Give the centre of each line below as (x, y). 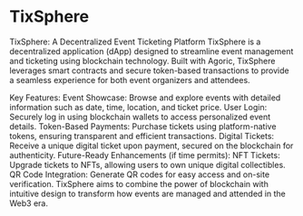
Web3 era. (29, 203)
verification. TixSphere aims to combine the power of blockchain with (139, 183)
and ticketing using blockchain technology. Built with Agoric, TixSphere (142, 61)
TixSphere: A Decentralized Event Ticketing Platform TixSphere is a (135, 42)
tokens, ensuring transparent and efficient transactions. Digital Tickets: (142, 136)
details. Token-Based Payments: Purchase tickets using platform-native (143, 126)
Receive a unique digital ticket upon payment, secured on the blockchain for (151, 146)
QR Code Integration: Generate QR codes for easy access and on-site (140, 174)
